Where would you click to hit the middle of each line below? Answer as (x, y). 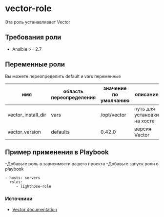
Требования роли (33, 37)
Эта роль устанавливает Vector (38, 22)
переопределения (73, 97)
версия (143, 129)
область (73, 91)
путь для (144, 109)
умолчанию (115, 100)
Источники (19, 199)
